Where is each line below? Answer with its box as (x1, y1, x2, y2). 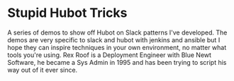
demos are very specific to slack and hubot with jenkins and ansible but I (7, 35, 221, 44)
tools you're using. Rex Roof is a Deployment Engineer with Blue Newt (7, 51, 211, 59)
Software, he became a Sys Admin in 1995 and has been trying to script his (7, 58, 227, 66)
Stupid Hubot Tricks (7, 5, 128, 21)
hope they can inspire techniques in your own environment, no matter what (7, 43, 227, 51)
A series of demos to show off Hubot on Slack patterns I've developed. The (7, 28, 228, 37)
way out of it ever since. (7, 66, 78, 74)
